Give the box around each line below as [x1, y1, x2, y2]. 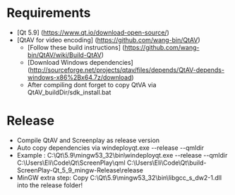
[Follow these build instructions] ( [27, 43, 125, 51]
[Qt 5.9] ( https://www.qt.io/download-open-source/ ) [16, 28, 170, 37]
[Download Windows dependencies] [27, 58, 133, 66]
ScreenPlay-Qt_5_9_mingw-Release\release [16, 165, 144, 174]
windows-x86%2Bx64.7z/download [27, 73, 132, 82]
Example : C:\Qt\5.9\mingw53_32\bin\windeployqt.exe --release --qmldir [16, 151, 228, 159]
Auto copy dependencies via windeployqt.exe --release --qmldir [16, 143, 205, 152]
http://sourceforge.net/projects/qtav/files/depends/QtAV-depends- [30, 65, 225, 74]
